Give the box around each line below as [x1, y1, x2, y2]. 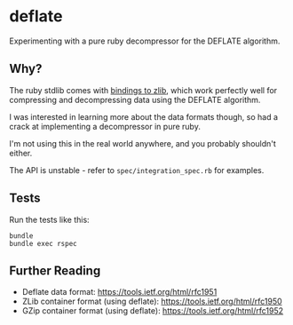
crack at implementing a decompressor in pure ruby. [9, 121, 202, 131]
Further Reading [9, 263, 101, 278]
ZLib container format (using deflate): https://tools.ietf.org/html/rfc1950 [21, 296, 282, 307]
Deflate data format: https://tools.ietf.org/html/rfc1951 [21, 287, 218, 297]
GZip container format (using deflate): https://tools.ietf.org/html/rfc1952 [21, 305, 284, 316]
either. [9, 147, 33, 158]
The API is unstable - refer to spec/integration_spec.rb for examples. [9, 164, 265, 175]
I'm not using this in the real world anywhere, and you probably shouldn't [9, 138, 277, 148]
